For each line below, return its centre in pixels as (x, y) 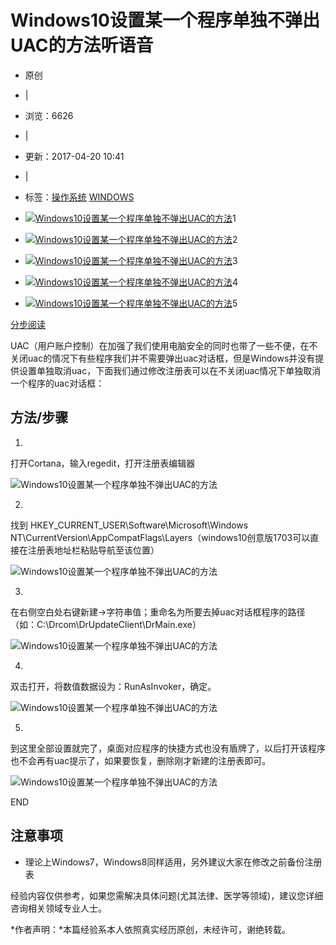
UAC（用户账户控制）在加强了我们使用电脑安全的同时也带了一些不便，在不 (164, 345)
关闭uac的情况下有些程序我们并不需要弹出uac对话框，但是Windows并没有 (163, 358)
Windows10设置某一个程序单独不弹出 (165, 20)
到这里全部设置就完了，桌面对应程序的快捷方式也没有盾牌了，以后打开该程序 (168, 748)
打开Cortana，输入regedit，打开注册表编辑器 (103, 463)
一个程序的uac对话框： (57, 383)
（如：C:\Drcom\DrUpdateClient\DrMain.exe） (106, 624)
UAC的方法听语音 (82, 45)
